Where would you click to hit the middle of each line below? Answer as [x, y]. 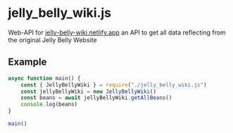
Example [27, 62]
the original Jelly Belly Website [52, 39]
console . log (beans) [49, 104]
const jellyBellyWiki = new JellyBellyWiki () [89, 91]
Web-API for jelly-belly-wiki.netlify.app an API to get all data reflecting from [117, 32]
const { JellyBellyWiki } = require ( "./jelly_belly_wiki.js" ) [114, 85]
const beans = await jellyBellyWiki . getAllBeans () [96, 98]
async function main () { [44, 78]
